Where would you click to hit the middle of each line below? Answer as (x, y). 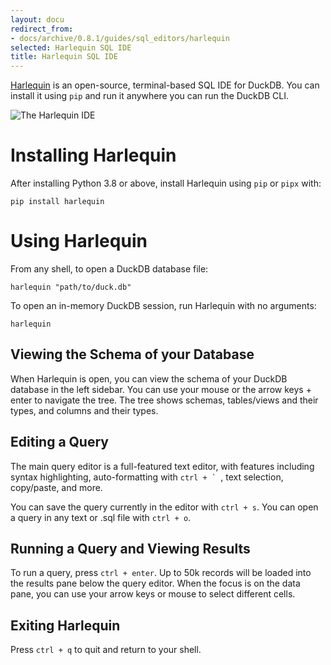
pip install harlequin (57, 202)
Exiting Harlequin (65, 625)
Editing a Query (59, 442)
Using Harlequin (79, 241)
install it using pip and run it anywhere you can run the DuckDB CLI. (149, 96)
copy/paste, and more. (56, 487)
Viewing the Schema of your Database (132, 354)
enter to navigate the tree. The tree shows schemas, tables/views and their (164, 400)
